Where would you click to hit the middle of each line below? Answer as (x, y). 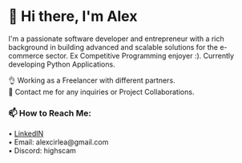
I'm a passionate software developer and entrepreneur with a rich (116, 39)
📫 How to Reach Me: (50, 113)
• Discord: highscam (42, 151)
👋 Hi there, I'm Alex (73, 16)
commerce (26, 55)
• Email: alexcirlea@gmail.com (58, 142)
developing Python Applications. (62, 64)
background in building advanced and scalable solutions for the (113, 47)
